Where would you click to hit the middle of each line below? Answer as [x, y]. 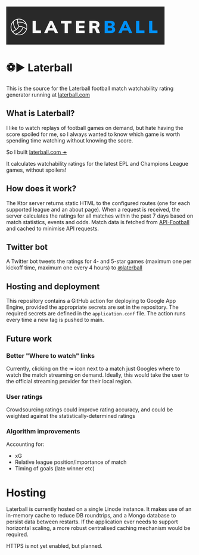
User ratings [24, 396]
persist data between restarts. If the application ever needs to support [92, 522]
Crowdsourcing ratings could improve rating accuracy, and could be [90, 410]
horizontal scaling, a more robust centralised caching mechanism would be [98, 528]
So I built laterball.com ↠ [37, 152]
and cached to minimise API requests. [53, 228]
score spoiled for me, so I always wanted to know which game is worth [93, 134]
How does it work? [41, 189]
